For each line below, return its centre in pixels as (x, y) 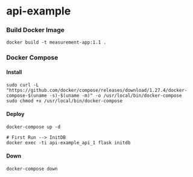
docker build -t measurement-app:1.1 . (56, 43)
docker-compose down (32, 169)
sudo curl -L (23, 85)
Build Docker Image (36, 30)
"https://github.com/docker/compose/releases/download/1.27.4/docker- (97, 90)
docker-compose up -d (33, 127)
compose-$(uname (27, 95)
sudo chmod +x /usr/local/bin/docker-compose (64, 101)
